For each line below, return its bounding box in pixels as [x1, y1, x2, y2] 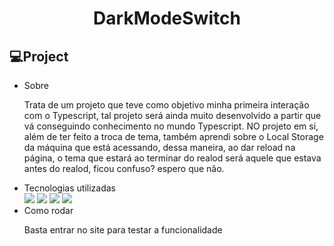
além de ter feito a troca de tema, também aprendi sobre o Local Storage [23, 131, 324, 142]
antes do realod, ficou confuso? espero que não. [23, 163, 225, 174]
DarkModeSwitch [93, 7, 241, 30]
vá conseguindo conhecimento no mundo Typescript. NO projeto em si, [23, 120, 319, 132]
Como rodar [23, 205, 74, 216]
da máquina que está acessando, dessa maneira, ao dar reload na [23, 142, 296, 153]
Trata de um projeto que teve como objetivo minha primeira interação [23, 99, 310, 111]
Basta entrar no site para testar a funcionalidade [23, 224, 223, 236]
